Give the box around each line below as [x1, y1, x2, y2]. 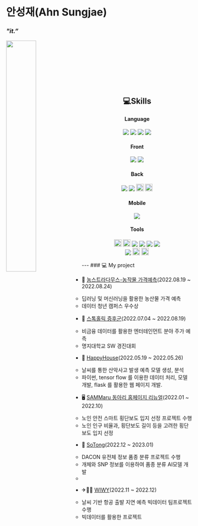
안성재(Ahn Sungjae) [6, 5, 108, 19]
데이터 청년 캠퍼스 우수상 [82, 302, 139, 309]
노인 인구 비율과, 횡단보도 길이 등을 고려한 [82, 422, 178, 429]
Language [124, 116, 150, 123]
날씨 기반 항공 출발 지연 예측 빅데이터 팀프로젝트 [82, 498, 192, 505]
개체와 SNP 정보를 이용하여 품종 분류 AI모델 [82, 460, 183, 468]
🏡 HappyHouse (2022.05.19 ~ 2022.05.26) [82, 354, 183, 361]
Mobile [128, 200, 146, 207]
